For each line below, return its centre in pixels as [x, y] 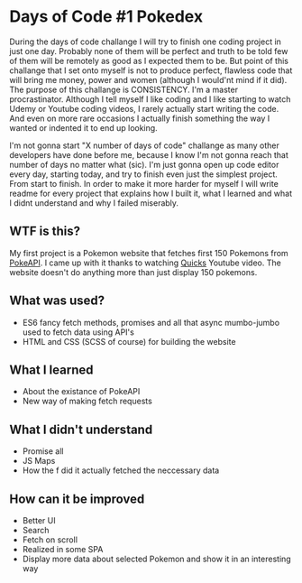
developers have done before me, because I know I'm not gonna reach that [149, 154]
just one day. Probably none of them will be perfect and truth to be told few [149, 51]
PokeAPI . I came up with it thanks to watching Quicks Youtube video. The [145, 263]
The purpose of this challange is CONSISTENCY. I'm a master [124, 89]
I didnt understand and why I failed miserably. [94, 203]
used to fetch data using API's [78, 332]
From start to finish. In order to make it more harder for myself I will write [144, 183]
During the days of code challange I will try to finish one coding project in [146, 42]
